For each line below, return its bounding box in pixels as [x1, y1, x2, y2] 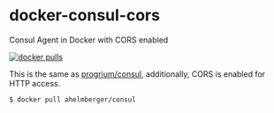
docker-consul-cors [9, 5, 161, 26]
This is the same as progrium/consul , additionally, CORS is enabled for [9, 68, 266, 79]
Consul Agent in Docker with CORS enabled [9, 34, 169, 45]
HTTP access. [9, 78, 61, 88]
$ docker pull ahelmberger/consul [9, 94, 137, 104]
